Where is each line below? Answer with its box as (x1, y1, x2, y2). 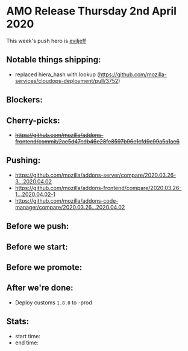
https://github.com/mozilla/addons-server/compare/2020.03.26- (14, 171, 177, 179)
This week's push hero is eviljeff (6, 37, 86, 44)
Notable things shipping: (6, 54, 101, 65)
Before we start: (6, 241, 68, 252)
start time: (14, 332, 41, 340)
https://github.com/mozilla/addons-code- (14, 197, 119, 204)
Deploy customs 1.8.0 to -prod (14, 298, 92, 306)
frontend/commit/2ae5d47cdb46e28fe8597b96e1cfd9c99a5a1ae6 (14, 137, 180, 145)
